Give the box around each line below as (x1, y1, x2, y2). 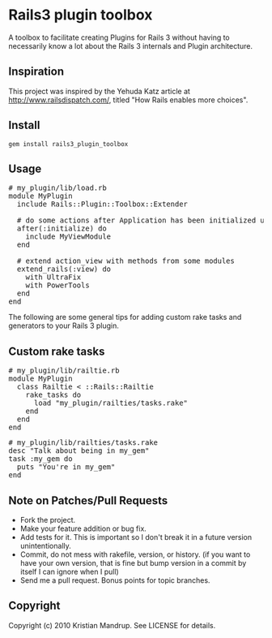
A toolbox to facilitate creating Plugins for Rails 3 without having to (8, 32, 231, 42)
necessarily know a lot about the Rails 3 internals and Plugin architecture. (8, 41, 253, 50)
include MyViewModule (25, 232, 112, 241)
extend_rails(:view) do (16, 265, 112, 274)
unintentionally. (19, 541, 71, 550)
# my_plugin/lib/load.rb (8, 183, 107, 192)
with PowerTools (25, 281, 91, 290)
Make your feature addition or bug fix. (19, 524, 147, 533)
